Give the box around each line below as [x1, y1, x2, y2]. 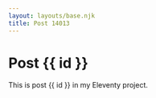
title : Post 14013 [8, 19, 70, 27]
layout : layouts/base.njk [8, 11, 95, 20]
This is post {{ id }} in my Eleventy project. [8, 80, 149, 90]
